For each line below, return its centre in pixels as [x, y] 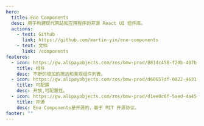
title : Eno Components [40, 18]
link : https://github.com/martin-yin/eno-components [90, 40]
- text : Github [36, 35]
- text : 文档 [32, 46]
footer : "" [19, 113]
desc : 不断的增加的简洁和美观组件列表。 [61, 74]
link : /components [45, 51]
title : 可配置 [33, 85]
